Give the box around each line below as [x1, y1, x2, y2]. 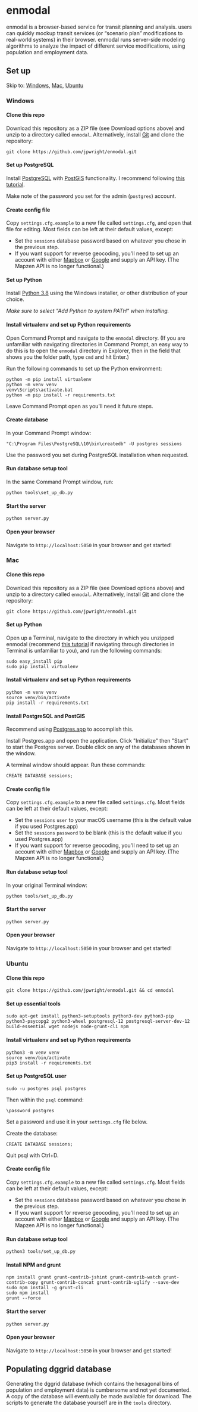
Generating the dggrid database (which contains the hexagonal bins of [6, 1380, 180, 1387]
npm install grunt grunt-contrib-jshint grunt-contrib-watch [6, 1274, 161, 1280]
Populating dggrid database [6, 1364, 112, 1374]
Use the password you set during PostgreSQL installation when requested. [6, 451, 189, 458]
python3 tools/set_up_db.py [6, 1249, 76, 1255]
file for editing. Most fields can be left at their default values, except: [6, 226, 174, 233]
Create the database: [6, 1129, 58, 1137]
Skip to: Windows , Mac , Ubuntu [6, 82, 84, 89]
